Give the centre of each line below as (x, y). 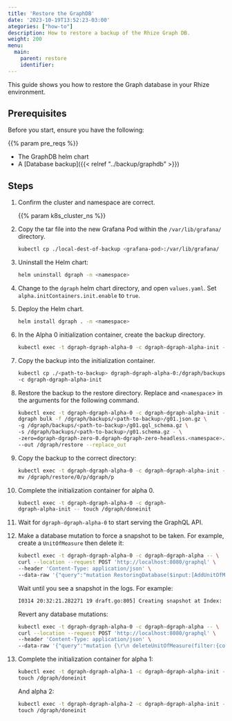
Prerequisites (37, 113)
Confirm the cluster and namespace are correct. (86, 203)
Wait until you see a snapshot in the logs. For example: (95, 588)
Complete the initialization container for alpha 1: (86, 659)
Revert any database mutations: (63, 614)
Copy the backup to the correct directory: (77, 458)
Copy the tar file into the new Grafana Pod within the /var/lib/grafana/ (119, 229)
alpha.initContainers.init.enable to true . (79, 295)
